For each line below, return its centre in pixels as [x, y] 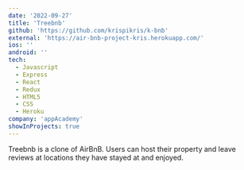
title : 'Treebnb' [37, 23]
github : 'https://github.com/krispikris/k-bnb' [89, 30]
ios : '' [21, 45]
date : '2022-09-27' [41, 15]
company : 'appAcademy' [46, 119]
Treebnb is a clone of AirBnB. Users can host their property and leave [122, 149]
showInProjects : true [44, 126]
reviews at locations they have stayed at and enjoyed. [96, 157]
